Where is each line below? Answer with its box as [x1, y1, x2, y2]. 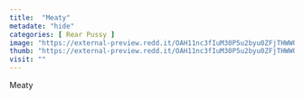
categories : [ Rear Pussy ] [9, 30, 116, 39]
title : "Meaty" [9, 13, 71, 22]
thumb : [9, 47, 34, 56]
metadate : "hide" [9, 22, 75, 31]
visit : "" [9, 55, 47, 64]
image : [9, 38, 34, 48]
